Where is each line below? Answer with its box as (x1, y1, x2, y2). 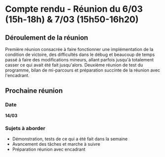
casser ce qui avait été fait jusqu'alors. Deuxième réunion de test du (5, 62, 143, 68)
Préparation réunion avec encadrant (12, 146, 86, 152)
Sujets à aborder (5, 125, 46, 131)
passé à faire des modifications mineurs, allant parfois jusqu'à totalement (5, 57, 154, 62)
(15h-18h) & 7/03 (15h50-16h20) (5, 14, 139, 25)
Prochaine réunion (5, 87, 63, 95)
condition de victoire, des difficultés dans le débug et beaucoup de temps (5, 52, 155, 57)
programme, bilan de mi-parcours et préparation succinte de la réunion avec (5, 67, 161, 73)
